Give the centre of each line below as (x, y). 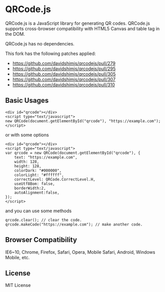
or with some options (27, 135)
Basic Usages (27, 101)
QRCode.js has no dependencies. (40, 43)
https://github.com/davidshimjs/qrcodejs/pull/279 (64, 63)
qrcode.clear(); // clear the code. (44, 220)
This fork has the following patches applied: (51, 53)
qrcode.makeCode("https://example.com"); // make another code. (74, 224)
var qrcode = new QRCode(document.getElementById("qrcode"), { (73, 153)
